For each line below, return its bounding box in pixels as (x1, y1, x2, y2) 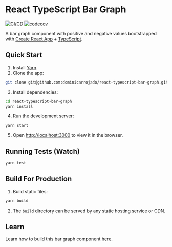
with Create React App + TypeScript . (5, 36, 83, 42)
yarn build (5, 198, 29, 203)
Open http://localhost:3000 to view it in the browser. (12, 132, 123, 138)
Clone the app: (12, 70, 45, 76)
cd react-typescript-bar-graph (5, 99, 72, 104)
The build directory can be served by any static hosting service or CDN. (12, 208, 165, 214)
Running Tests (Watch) (5, 147, 80, 156)
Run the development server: (12, 113, 74, 119)
